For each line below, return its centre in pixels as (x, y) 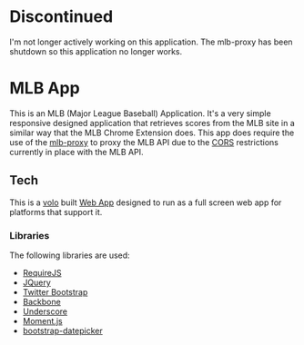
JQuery (37, 282)
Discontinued (61, 17)
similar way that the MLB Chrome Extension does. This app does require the (152, 133)
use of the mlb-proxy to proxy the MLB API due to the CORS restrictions (144, 142)
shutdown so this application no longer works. (96, 51)
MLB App (45, 89)
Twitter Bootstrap (55, 291)
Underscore (45, 311)
